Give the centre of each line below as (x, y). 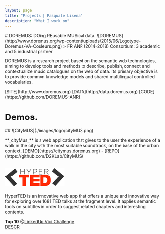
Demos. (21, 117)
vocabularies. (19, 82)
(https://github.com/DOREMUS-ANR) (43, 97)
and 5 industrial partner (29, 52)
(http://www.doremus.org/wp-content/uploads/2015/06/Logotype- (73, 41)
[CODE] (147, 92)
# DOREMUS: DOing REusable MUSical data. (50, 36)
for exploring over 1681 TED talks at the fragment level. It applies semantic (81, 201)
